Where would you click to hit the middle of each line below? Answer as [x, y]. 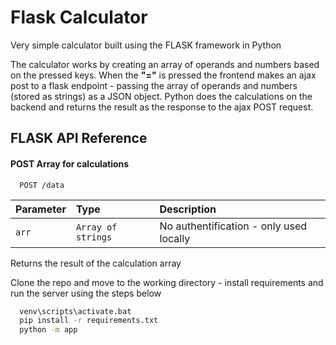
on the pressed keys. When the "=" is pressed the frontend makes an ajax [163, 75]
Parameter [41, 209]
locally [175, 238]
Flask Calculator [79, 17]
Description [188, 209]
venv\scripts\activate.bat [75, 311]
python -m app [48, 330]
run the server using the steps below [86, 293]
